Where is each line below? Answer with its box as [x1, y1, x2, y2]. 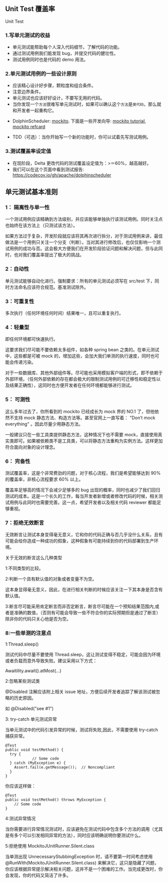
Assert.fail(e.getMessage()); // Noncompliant [14, 765, 115, 770]
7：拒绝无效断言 [5, 519, 44, 526]
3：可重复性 [5, 298, 34, 305]
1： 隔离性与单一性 [5, 204, 50, 211]
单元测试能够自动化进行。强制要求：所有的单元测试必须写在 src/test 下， [5, 278, 155, 284]
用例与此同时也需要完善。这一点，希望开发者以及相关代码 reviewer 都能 [9, 499, 157, 505]
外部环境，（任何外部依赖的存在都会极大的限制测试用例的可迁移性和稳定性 [5, 376, 156, 382]
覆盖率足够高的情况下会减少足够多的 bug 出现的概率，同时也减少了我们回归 [5, 487, 160, 493]
